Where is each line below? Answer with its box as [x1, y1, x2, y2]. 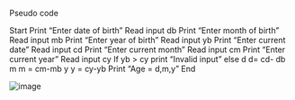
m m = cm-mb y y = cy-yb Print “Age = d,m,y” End [9, 63, 196, 74]
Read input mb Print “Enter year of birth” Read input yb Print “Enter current [9, 35, 286, 45]
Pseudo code [9, 8, 58, 18]
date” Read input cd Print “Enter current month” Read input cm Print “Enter [9, 44, 286, 55]
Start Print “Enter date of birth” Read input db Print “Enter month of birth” [9, 25, 280, 35]
